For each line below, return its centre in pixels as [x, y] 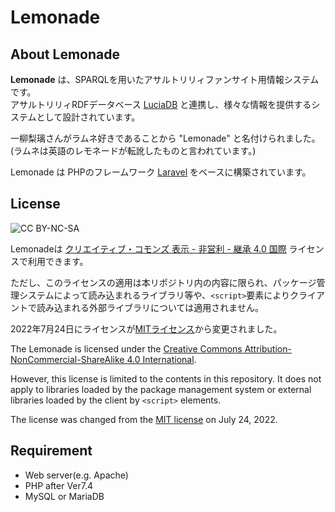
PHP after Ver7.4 [59, 485]
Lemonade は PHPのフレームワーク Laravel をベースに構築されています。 [161, 172]
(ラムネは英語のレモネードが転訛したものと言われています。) [133, 150]
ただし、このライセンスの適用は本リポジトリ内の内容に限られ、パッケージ [163, 282]
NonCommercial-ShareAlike [67, 359]
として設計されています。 [88, 117]
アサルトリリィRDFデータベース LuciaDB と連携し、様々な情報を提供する [161, 104]
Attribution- [268, 348]
